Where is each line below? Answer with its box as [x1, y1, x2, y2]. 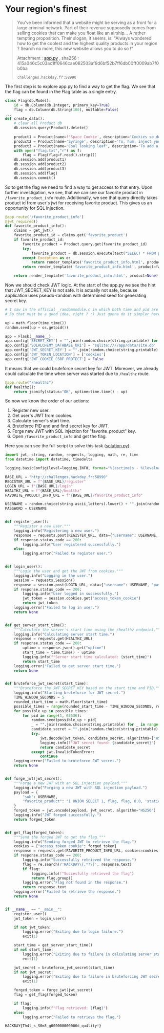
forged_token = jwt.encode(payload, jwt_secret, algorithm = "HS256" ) [14, 808, 156, 813]
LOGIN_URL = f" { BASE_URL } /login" [5, 484, 73, 488]
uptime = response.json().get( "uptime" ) [22, 645, 106, 651]
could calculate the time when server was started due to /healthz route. [5, 371, 150, 376]
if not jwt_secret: [14, 969, 54, 975]
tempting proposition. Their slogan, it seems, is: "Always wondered [17, 35, 152, 41]
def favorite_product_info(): [5, 223, 67, 228]
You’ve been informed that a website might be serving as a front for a [17, 20, 157, 25]
